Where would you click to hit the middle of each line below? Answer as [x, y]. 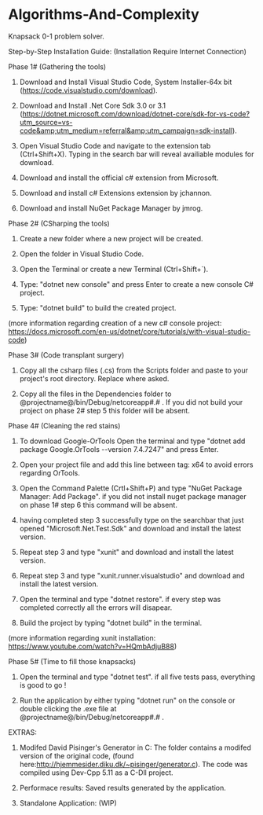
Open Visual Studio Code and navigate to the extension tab [115, 145]
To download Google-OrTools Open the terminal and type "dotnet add [132, 441]
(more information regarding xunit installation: [82, 637]
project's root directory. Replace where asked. [94, 378]
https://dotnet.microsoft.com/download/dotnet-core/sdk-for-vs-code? [136, 114]
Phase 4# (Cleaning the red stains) [64, 425]
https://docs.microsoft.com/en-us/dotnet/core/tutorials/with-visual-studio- [130, 331]
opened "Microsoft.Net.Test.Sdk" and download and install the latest [130, 528]
